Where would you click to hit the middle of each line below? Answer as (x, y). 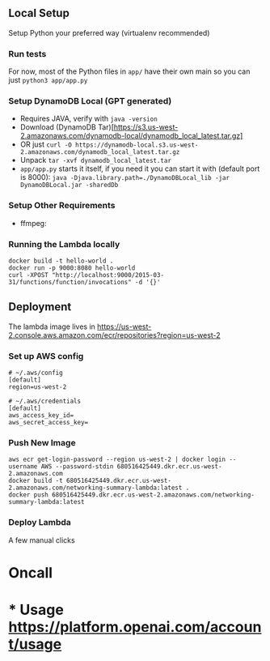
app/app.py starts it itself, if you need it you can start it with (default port (140, 168)
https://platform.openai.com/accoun (135, 627)
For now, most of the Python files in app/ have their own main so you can (129, 71)
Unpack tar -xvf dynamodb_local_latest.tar (96, 160)
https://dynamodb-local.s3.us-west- (137, 145)
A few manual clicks (42, 540)
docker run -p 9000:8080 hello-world (72, 268)
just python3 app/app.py (48, 80)
